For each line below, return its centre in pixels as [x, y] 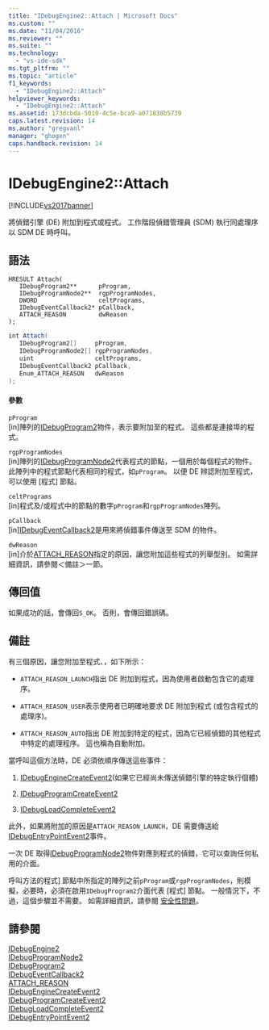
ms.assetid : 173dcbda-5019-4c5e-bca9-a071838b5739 [95, 114]
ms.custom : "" [32, 23]
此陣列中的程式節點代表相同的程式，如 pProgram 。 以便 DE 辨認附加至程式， [133, 471]
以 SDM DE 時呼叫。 [42, 232]
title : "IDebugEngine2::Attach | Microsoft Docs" [93, 16]
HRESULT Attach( [35, 279]
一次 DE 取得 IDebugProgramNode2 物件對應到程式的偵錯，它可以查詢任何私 [134, 853]
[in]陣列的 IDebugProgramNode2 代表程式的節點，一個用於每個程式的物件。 [132, 461]
